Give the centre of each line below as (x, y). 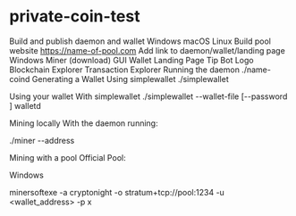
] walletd (25, 105)
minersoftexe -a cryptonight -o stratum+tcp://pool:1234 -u (117, 192)
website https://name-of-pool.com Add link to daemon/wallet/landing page (148, 50)
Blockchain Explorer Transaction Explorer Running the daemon (124, 70)
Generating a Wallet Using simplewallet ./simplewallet (131, 79)
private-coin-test (75, 17)
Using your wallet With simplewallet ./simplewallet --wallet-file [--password (148, 96)
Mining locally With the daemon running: (84, 123)
